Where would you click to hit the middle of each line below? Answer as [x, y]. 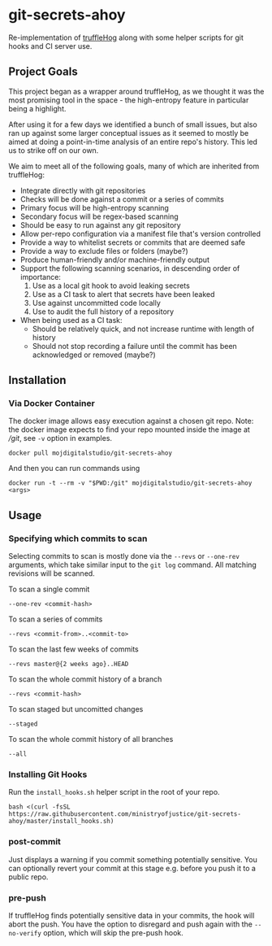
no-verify [25, 934]
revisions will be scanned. [52, 573]
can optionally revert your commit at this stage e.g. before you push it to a [132, 868]
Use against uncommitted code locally [96, 303]
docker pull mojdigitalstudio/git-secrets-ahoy [91, 453]
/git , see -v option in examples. [60, 438]
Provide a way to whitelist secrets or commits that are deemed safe [133, 242]
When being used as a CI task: [71, 320]
